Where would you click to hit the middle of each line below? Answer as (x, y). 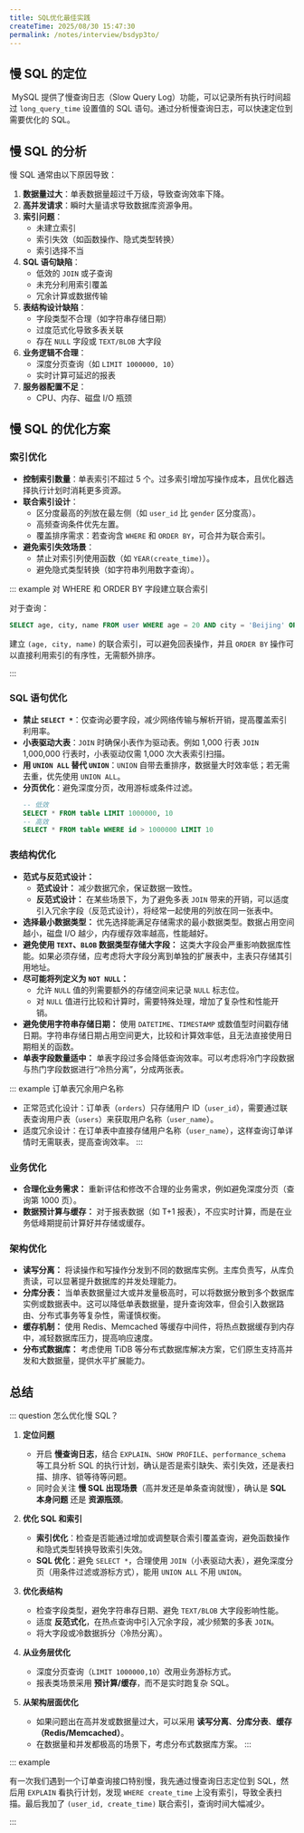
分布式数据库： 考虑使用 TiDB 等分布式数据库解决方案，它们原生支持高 (154, 1349)
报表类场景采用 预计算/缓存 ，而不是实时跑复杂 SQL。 (135, 1683)
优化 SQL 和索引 (52, 1518)
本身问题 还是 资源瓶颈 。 (82, 1499)
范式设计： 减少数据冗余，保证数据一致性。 (116, 887)
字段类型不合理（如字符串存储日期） (104, 319)
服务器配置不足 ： (54, 387)
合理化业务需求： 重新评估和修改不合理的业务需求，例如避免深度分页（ (154, 1188)
